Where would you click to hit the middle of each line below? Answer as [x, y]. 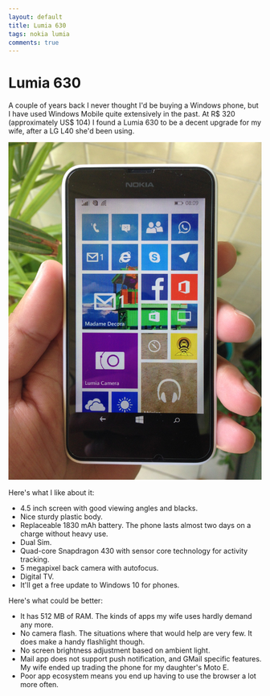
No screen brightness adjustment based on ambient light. [115, 650]
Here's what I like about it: [51, 493]
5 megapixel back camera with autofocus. [89, 568]
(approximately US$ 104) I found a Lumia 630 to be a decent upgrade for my [135, 123]
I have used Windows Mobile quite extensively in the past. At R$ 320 [122, 114]
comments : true [34, 43]
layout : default [35, 17]
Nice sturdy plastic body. [61, 517]
